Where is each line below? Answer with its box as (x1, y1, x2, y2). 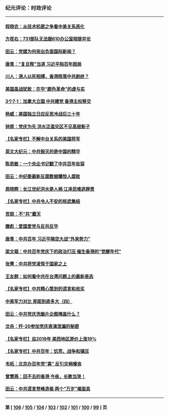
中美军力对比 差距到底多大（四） (5, 298, 73, 304)
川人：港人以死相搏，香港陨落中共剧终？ (5, 73, 89, 79)
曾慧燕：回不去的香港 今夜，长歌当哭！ (5, 373, 86, 379)
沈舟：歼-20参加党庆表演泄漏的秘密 (5, 323, 79, 329)
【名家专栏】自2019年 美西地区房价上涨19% (5, 336, 97, 342)
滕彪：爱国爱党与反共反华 (5, 223, 58, 229)
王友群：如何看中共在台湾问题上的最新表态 (5, 273, 94, 279)
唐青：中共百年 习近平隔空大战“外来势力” (5, 236, 91, 242)
